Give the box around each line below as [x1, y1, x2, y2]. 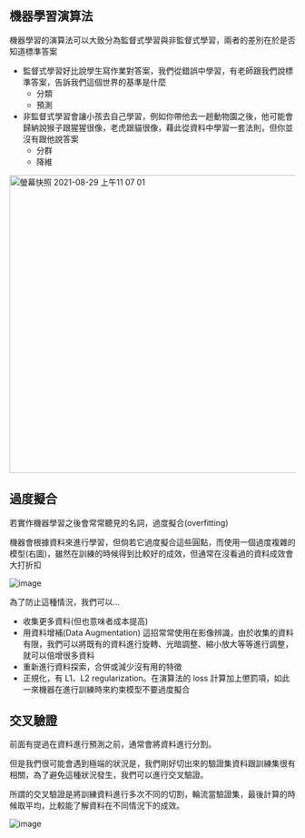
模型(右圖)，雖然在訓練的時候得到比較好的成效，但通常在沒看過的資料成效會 [9, 548, 294, 559]
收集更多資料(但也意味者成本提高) [22, 615, 149, 626]
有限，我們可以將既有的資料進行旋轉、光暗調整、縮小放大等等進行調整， [22, 638, 293, 649]
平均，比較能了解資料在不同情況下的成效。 [25, 800, 184, 812]
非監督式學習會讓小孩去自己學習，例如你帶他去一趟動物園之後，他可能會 [22, 110, 293, 121]
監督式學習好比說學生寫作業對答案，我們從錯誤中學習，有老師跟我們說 [22, 65, 286, 76]
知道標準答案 [9, 45, 57, 56]
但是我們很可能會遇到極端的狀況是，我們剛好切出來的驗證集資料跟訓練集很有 [9, 758, 296, 769]
